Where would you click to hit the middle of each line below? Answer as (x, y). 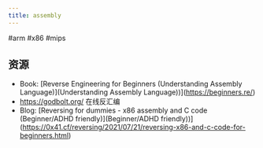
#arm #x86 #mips (37, 38)
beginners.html (44, 135)
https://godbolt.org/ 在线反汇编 (70, 102)
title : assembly (35, 15)
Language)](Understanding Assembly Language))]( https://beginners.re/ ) (137, 92)
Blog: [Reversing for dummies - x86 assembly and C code (113, 110)
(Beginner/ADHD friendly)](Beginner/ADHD (89, 119)
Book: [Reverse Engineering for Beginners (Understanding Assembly (131, 84)
